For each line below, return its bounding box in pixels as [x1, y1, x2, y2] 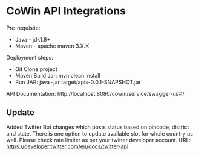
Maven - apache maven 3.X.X [15, 42, 90, 49]
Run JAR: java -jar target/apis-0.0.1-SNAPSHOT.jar [15, 78, 141, 86]
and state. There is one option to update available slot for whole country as [6, 129, 194, 137]
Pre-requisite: [6, 24, 41, 31]
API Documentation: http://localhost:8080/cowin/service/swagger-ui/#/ [6, 90, 184, 97]
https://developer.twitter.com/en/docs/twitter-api [6, 143, 129, 150]
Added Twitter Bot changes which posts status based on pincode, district [6, 123, 189, 131]
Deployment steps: [6, 54, 53, 61]
